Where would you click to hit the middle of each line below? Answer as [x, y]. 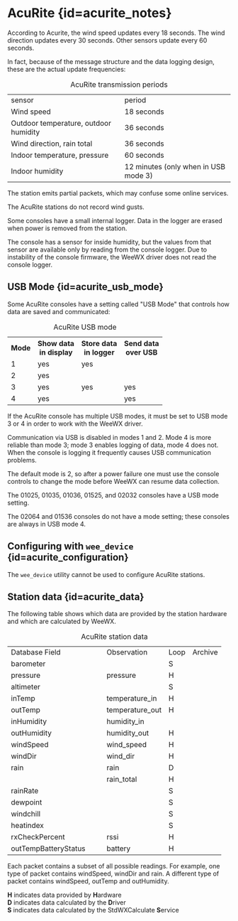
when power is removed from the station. [67, 228]
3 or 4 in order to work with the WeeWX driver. [75, 424]
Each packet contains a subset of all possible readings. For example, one [114, 866]
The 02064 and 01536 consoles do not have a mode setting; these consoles [119, 516]
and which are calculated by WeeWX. [62, 621]
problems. [22, 460]
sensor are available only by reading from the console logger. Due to [107, 249]
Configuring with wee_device [70, 546]
